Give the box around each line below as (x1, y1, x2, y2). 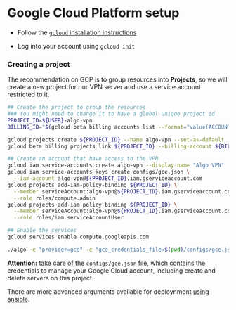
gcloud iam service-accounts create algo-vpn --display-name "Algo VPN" (7, 162, 225, 169)
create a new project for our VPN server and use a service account (7, 83, 202, 91)
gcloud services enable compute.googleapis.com (7, 233, 150, 240)
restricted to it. (7, 90, 50, 99)
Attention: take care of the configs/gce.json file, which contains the (7, 259, 206, 267)
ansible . (7, 295, 30, 303)
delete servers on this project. (7, 273, 94, 282)
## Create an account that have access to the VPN (7, 155, 159, 162)
